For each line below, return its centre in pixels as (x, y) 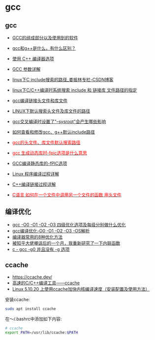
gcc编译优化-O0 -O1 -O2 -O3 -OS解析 (51, 231)
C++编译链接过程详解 (34, 184)
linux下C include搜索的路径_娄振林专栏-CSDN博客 (63, 80)
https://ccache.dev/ (32, 277)
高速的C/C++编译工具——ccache (46, 283)
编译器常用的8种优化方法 (37, 237)
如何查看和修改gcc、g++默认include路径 (53, 132)
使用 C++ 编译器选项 (33, 59)
